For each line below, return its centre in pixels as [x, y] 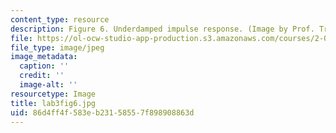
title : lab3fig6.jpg [53, 103]
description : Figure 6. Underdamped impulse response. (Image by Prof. [162, 29]
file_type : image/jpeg [57, 47]
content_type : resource [60, 19]
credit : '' [42, 76]
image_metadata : [44, 57]
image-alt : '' [48, 85]
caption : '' [44, 66]
